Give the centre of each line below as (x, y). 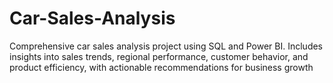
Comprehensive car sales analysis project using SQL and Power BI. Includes (166, 46)
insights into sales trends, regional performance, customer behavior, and (159, 56)
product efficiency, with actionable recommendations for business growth (161, 67)
